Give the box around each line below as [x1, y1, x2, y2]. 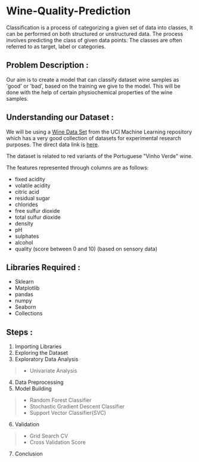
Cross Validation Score [29, 439, 86, 446]
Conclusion [14, 450, 43, 457]
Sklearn [14, 278, 34, 286]
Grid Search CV [29, 432, 69, 439]
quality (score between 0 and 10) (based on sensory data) [14, 245, 158, 252]
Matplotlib [14, 284, 40, 292]
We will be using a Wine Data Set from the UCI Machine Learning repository [6, 128, 192, 135]
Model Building [14, 385, 52, 392]
